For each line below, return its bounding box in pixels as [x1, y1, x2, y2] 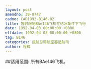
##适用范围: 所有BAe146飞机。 [5, 58, 68, 65]
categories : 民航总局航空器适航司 [5, 40, 69, 45]
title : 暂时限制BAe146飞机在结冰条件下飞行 [5, 21, 86, 26]
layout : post [5, 7, 32, 12]
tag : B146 [5, 35, 26, 40]
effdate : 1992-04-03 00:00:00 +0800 [5, 30, 81, 35]
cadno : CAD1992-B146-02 [5, 16, 55, 21]
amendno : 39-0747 [5, 12, 41, 17]
